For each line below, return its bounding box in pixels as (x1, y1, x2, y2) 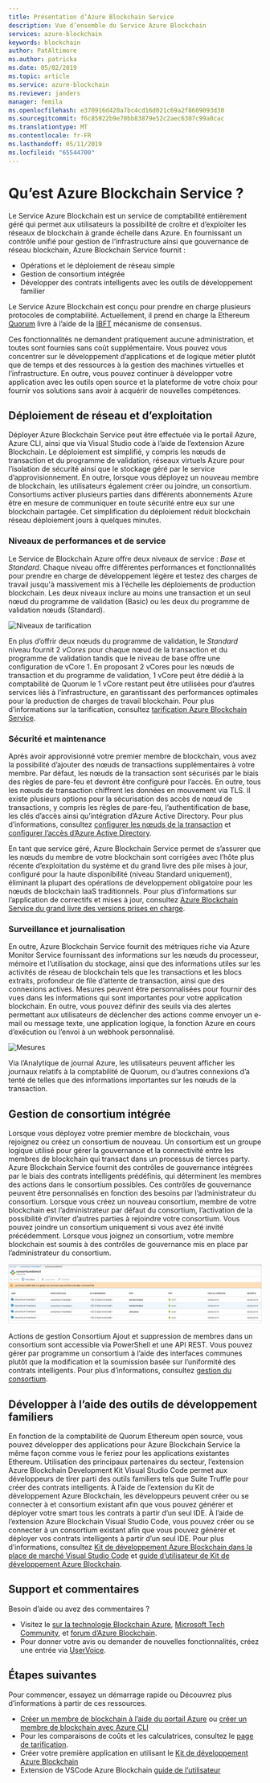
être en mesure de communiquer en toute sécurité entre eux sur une (8, 498, 235, 508)
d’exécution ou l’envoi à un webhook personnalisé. (8, 1027, 175, 1037)
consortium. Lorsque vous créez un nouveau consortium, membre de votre (8, 1197, 257, 1207)
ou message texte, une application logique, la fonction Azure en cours (23, 1019, 256, 1028)
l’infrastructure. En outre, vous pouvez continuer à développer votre (8, 368, 233, 378)
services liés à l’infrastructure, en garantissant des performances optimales (8, 687, 259, 697)
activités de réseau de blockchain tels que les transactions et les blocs (8, 967, 243, 977)
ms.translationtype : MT (8, 123, 88, 132)
